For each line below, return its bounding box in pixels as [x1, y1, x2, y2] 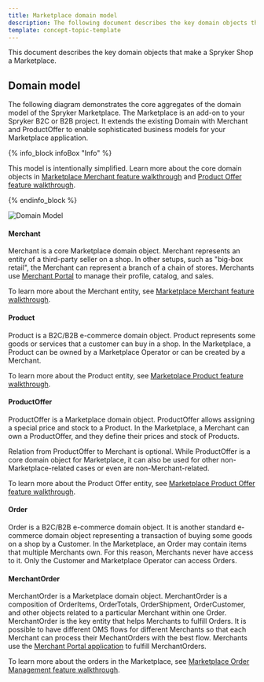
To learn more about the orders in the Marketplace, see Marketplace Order [8, 657, 250, 666]
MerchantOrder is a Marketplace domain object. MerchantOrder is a [8, 592, 228, 601]
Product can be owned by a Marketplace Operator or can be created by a [8, 347, 246, 356]
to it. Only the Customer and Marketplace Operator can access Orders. [8, 556, 237, 565]
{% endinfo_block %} [8, 196, 78, 205]
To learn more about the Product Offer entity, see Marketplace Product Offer [8, 478, 255, 488]
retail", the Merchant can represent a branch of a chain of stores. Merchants [8, 263, 255, 272]
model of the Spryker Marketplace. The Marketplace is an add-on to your [8, 108, 245, 118]
